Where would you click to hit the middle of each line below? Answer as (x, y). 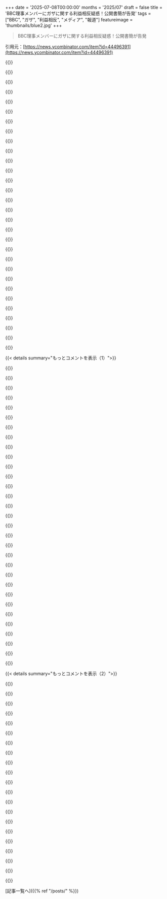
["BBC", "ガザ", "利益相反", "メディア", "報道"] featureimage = (69, 20)
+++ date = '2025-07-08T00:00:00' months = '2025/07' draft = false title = (84, 7)
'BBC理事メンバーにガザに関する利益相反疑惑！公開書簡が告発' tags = (78, 13)
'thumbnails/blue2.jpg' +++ (34, 25)
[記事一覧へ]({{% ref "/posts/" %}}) (42, 891)
